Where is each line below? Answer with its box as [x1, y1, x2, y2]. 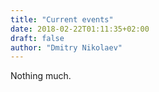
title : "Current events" [10, 14, 114, 25]
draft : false [10, 33, 65, 43]
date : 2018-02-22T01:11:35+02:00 [10, 24, 150, 34]
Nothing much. [10, 70, 72, 82]
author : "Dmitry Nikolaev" [10, 42, 123, 53]
